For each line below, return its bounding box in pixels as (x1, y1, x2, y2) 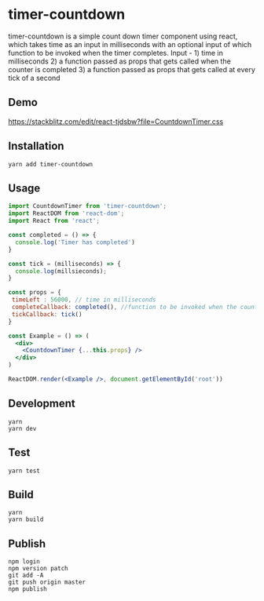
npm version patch (8, 565, 68, 573)
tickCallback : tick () (11, 310, 82, 319)
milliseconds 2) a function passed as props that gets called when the (8, 56, 232, 66)
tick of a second (8, 73, 60, 82)
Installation (8, 140, 64, 153)
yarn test (8, 467, 41, 475)
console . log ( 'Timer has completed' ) (15, 238, 135, 246)
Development (8, 397, 76, 410)
